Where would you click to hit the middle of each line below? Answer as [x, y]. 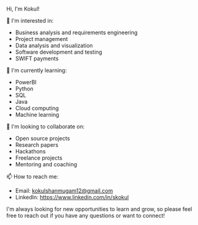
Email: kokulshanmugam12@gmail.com [64, 191]
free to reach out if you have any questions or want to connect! [86, 216]
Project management [42, 39]
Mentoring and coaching [46, 164]
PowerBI [26, 82]
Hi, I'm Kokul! [23, 9]
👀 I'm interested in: [30, 20]
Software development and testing [59, 52]
